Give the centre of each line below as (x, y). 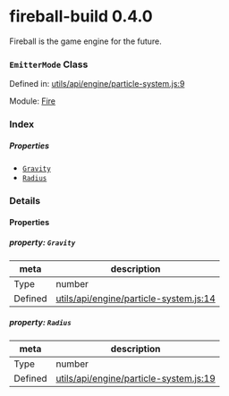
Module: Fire (33, 101)
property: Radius (40, 323)
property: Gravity (42, 242)
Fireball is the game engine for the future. (86, 41)
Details (25, 201)
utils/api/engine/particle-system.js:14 (136, 299)
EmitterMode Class (49, 64)
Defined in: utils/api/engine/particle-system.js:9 (97, 84)
